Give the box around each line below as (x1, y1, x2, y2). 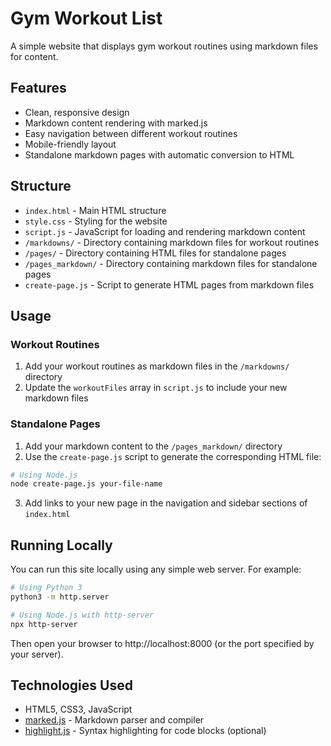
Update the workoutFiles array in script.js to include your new (24, 382, 288, 394)
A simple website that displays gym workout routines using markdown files (10, 40, 318, 52)
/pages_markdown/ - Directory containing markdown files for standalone (24, 257, 318, 269)
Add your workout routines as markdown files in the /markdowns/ (24, 360, 290, 372)
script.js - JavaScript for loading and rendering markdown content (24, 225, 306, 237)
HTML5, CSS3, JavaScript (24, 703, 133, 716)
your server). (10, 648, 64, 660)
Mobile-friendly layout (24, 138, 117, 150)
